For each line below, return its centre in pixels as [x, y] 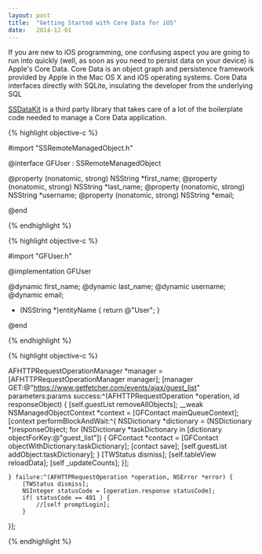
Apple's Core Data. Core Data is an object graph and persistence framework [131, 69]
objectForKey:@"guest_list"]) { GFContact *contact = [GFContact [113, 438]
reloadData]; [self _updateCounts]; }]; [69, 463]
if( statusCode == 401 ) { [66, 498]
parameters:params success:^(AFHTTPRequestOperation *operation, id [124, 396]
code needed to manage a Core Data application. [87, 118]
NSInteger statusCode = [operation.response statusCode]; [119, 491]
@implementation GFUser [50, 271]
